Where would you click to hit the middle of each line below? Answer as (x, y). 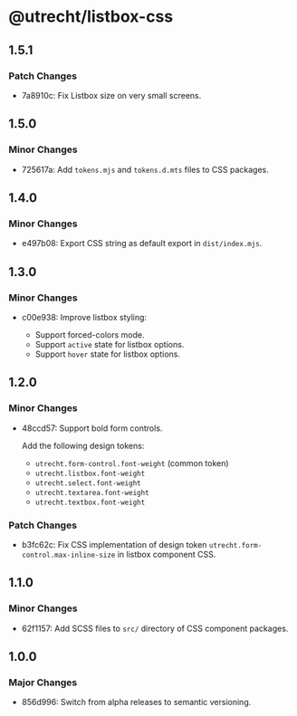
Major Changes (43, 683)
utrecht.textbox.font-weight (90, 502)
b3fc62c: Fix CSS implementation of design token (114, 544)
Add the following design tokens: (83, 445)
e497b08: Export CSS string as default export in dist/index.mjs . (142, 243)
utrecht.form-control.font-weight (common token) (132, 463)
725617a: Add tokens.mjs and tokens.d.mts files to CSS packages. (145, 169)
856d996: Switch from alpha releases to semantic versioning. (136, 702)
